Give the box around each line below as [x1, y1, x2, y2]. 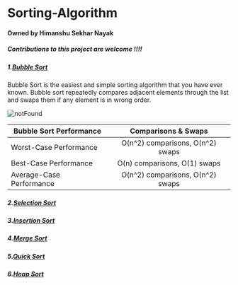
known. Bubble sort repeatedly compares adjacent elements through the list [7, 88, 229, 97]
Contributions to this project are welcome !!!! [7, 45, 143, 54]
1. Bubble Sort [7, 62, 48, 71]
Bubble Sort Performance [13, 126, 101, 136]
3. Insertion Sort [7, 216, 55, 225]
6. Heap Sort [7, 270, 44, 279]
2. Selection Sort [7, 198, 57, 207]
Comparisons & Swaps [130, 126, 208, 136]
